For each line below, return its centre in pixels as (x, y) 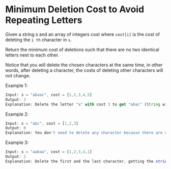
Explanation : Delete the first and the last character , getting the (79, 161)
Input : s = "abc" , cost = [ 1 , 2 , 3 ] (42, 123)
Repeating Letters (44, 20)
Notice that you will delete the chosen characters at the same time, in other (84, 65)
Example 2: (17, 114)
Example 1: (17, 86)
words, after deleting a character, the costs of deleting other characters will (84, 70)
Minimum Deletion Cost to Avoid (75, 9)
